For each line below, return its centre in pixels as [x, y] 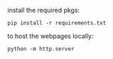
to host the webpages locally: [50, 36]
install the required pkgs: [44, 10]
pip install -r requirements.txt [57, 23]
